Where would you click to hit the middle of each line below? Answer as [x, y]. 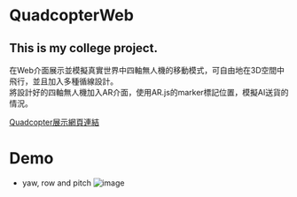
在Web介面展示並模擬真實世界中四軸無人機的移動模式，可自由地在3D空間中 [147, 70]
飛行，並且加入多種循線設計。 [63, 81]
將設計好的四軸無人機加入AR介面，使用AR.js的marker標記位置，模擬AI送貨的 [149, 92]
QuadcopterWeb [72, 15]
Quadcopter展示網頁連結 [55, 122]
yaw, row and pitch [56, 183]
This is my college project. [83, 48]
